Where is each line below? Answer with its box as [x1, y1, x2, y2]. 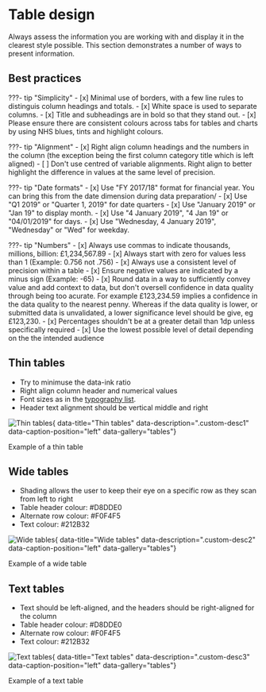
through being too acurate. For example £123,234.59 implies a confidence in [8, 291, 258, 300]
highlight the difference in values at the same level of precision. [8, 167, 216, 176]
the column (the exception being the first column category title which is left [8, 150, 254, 160]
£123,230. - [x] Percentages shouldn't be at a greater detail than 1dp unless [8, 316, 256, 326]
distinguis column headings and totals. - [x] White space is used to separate [8, 101, 257, 110]
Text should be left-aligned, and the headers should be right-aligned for [19, 603, 255, 613]
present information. [8, 48, 75, 58]
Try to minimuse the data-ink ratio [19, 377, 131, 387]
